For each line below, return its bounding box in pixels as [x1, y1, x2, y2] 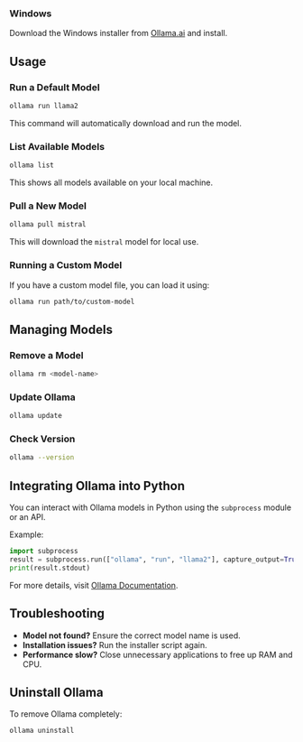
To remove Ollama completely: [9, 709, 123, 719]
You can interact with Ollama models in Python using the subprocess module [9, 502, 291, 513]
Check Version [9, 432, 76, 445]
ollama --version [9, 453, 75, 462]
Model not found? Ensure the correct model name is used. [22, 630, 241, 641]
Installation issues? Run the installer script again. [22, 639, 207, 650]
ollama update [9, 412, 63, 421]
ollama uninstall [9, 726, 75, 736]
